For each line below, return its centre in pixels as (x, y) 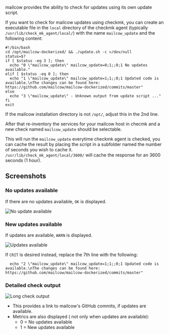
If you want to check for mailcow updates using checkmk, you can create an (84, 22)
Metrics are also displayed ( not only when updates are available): (81, 317)
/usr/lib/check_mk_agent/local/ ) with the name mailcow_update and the (80, 33)
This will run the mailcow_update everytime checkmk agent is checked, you (83, 139)
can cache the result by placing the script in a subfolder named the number (83, 144)
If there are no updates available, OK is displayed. (56, 201)
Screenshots (26, 176)
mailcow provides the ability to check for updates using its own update (79, 7)
